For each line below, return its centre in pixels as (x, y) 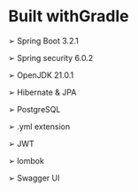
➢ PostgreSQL (34, 109)
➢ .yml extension (39, 127)
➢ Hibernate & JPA (42, 92)
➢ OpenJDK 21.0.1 (41, 75)
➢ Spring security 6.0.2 (51, 58)
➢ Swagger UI (34, 178)
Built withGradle (69, 16)
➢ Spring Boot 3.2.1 (43, 41)
